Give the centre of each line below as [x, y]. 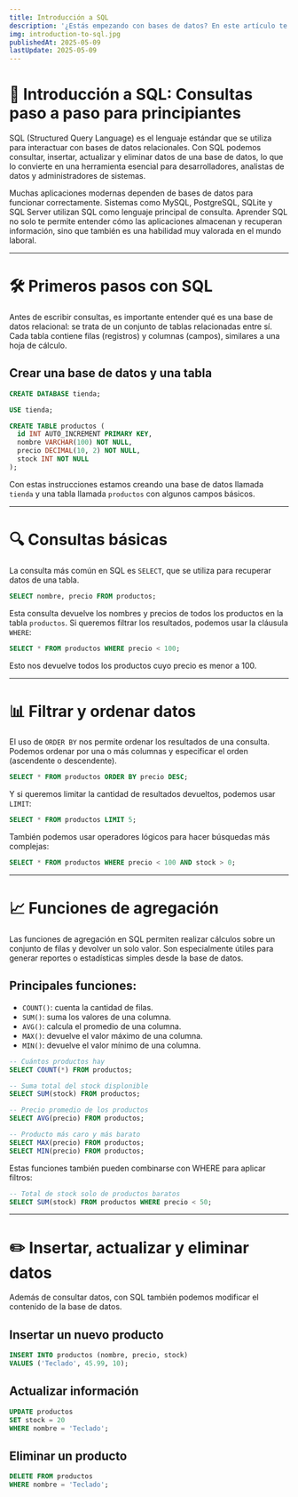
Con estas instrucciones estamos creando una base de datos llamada [137, 484]
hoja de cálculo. [39, 345]
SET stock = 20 [37, 1420]
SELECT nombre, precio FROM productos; [83, 596]
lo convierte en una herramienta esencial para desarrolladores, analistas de [147, 166]
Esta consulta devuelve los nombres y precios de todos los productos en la [146, 613]
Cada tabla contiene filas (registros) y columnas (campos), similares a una [145, 336]
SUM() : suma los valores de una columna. [96, 1017]
